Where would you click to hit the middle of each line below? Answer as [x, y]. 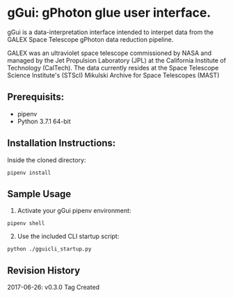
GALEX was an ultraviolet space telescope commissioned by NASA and [110, 53]
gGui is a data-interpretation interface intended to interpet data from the [111, 32]
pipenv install [29, 173]
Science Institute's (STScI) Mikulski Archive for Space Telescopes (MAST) [113, 75]
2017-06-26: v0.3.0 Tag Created [53, 288]
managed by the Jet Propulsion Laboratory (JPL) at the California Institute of [116, 60]
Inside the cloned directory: [47, 160]
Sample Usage [39, 194]
